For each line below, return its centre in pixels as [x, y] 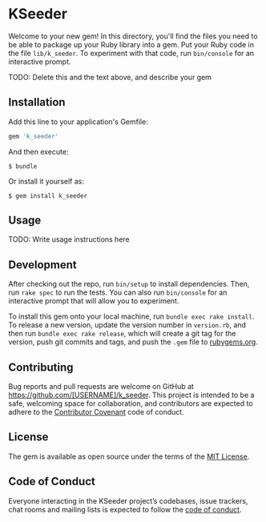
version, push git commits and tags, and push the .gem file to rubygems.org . [133, 342]
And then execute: [38, 151]
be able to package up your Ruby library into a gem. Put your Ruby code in [131, 44]
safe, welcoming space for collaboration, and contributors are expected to [131, 404]
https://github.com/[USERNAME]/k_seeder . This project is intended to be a [131, 395]
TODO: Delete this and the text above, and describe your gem [110, 77]
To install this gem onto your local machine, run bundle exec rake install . [131, 316]
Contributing [41, 367]
